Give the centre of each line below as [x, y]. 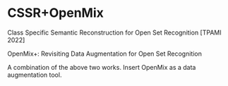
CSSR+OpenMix [56, 13]
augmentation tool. [35, 75]
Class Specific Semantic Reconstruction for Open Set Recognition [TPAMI [114, 32]
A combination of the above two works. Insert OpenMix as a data [102, 67]
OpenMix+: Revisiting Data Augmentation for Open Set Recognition [105, 54]
